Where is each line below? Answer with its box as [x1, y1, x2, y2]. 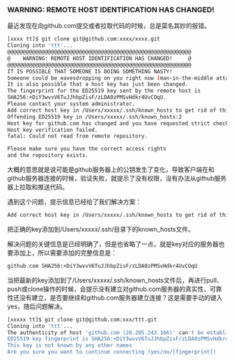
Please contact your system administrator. [7, 100, 136, 107]
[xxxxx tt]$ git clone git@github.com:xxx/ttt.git [7, 316, 157, 323]
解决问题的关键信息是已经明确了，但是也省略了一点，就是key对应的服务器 [7, 239, 219, 248]
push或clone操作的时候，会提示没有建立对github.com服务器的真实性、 [7, 285, 210, 293]
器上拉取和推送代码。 [7, 183, 68, 191]
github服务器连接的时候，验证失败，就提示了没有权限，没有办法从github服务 [7, 174, 227, 183]
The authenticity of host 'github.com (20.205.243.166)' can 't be [7, 329, 204, 336]
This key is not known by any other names [7, 342, 132, 349]
